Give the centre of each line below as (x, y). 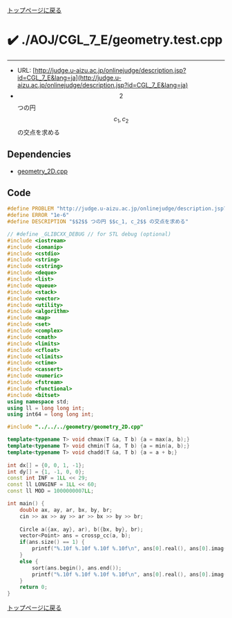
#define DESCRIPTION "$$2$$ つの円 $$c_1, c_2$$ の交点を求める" (98, 222)
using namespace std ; (38, 401)
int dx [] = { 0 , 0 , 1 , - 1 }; (46, 465)
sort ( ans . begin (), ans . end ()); (77, 568)
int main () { (26, 504)
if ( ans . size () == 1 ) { (52, 542)
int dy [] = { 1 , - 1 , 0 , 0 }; (46, 472)
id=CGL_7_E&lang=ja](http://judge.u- (69, 78)
